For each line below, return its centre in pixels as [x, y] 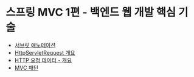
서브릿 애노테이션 [35, 45]
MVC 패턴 [26, 67]
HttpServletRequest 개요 [45, 52]
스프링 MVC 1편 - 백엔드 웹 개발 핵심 [91, 12]
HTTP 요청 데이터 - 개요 [43, 60]
